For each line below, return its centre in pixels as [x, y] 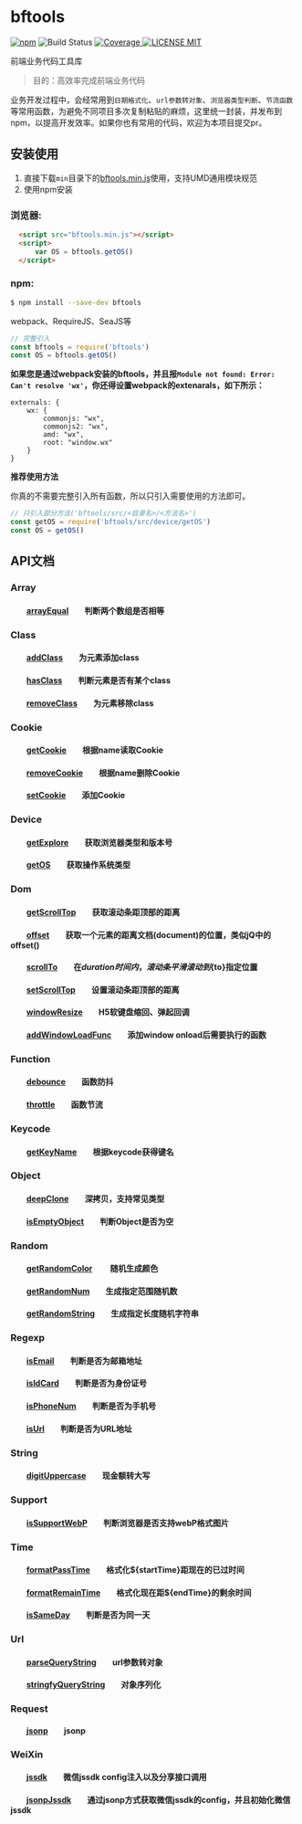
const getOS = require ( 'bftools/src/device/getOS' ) [110, 522]
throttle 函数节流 [65, 1104]
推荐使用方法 [34, 477]
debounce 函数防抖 [70, 1082]
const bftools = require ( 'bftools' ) [80, 347]
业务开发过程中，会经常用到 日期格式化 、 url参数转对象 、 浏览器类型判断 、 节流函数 [152, 100]
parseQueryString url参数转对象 [95, 1662]
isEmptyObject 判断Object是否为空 [100, 1221]
